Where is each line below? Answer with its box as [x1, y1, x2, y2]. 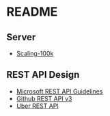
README [6, 4, 58, 20]
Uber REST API [16, 102, 59, 110]
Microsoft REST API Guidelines [16, 87, 103, 96]
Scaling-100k [16, 49, 54, 57]
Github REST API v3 [16, 94, 72, 102]
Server [6, 31, 36, 43]
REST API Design [6, 69, 80, 81]
